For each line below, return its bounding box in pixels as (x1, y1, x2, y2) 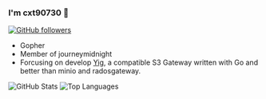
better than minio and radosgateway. (19, 66, 141, 76)
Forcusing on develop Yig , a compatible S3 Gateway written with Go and (19, 57, 258, 67)
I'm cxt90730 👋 (8, 7, 69, 18)
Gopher (19, 41, 46, 50)
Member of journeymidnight (19, 49, 113, 59)
